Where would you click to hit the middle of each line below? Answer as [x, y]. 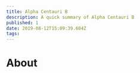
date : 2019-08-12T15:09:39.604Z [46, 28]
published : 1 [22, 23]
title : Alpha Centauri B [37, 12]
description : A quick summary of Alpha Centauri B [70, 17]
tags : [13, 34]
